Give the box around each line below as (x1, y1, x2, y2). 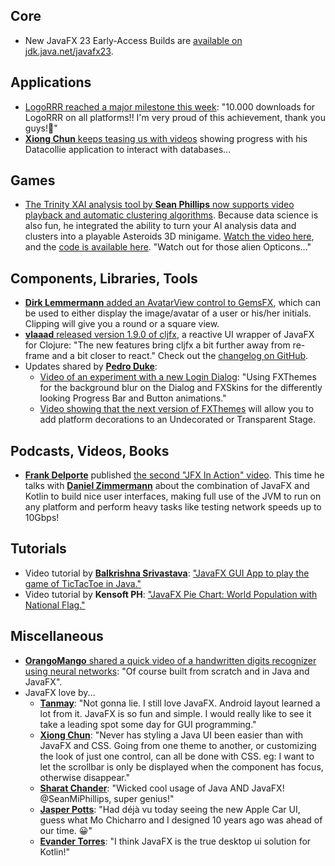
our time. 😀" (39, 824, 93, 836)
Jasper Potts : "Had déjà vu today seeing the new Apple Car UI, (39, 803, 301, 815)
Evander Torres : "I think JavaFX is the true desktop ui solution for (39, 835, 312, 847)
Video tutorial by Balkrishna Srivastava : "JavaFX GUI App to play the (24, 567, 310, 579)
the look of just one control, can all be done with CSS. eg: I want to (39, 750, 315, 762)
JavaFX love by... (24, 686, 96, 698)
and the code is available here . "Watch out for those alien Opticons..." (24, 241, 312, 253)
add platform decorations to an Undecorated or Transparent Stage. (39, 414, 317, 426)
